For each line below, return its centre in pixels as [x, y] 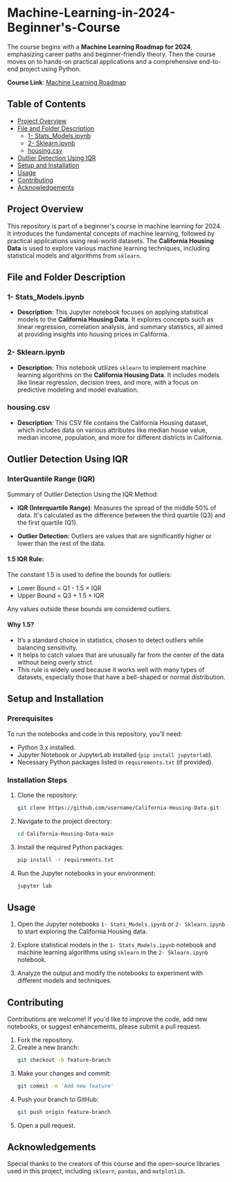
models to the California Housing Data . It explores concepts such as [115, 319]
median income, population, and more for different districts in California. [120, 437]
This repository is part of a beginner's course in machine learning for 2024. [115, 226]
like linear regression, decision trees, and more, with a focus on [108, 382]
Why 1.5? [21, 625]
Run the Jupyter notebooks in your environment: [86, 873]
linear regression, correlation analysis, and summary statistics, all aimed [120, 327]
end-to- [210, 61]
